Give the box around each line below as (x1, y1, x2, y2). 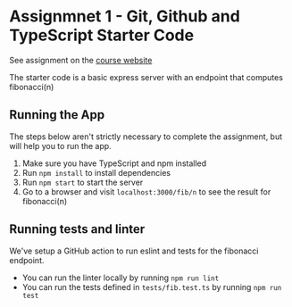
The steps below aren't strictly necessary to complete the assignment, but (9, 131, 283, 142)
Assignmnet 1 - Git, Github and (9, 6, 241, 27)
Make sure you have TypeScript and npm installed (21, 158, 207, 169)
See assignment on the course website (9, 54, 153, 65)
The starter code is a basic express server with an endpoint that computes (9, 71, 284, 82)
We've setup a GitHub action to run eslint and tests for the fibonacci (9, 245, 259, 256)
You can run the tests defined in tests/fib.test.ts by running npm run (21, 281, 282, 292)
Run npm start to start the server (21, 177, 144, 187)
